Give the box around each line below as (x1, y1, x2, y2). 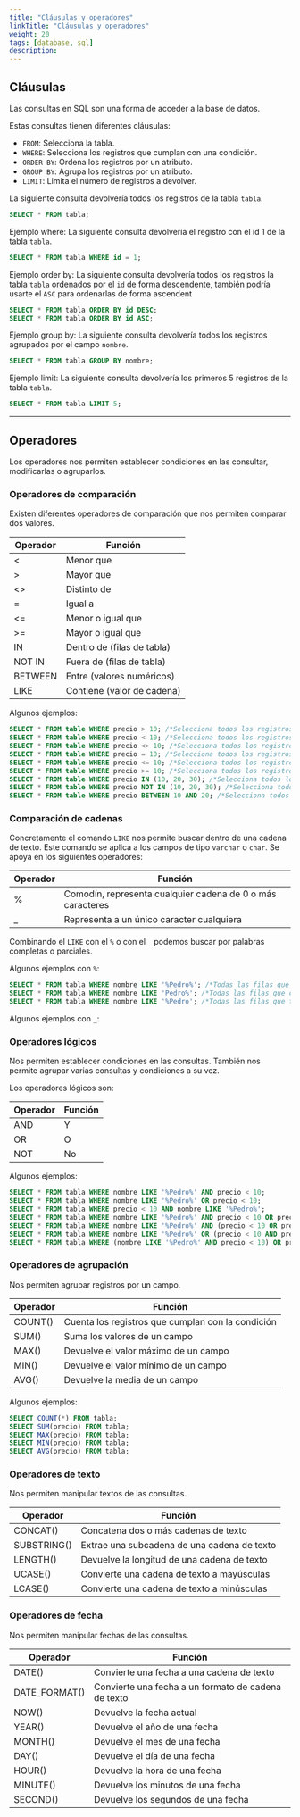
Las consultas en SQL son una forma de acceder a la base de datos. (9, 103, 261, 113)
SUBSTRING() (13, 1539, 73, 1552)
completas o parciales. (9, 946, 93, 956)
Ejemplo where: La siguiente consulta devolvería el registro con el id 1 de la (9, 226, 286, 237)
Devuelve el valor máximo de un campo (63, 1345, 229, 1357)
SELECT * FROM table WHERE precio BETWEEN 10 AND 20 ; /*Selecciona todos (9, 791, 290, 800)
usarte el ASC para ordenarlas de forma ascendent (9, 288, 193, 299)
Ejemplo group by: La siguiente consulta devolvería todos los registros (9, 329, 268, 340)
